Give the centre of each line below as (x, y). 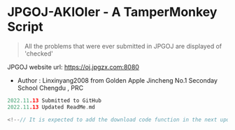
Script (25, 27)
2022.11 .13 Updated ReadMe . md (51, 107)
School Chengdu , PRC (50, 88)
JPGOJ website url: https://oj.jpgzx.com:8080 (73, 67)
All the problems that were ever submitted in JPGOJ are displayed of (123, 46)
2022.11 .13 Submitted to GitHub (54, 100)
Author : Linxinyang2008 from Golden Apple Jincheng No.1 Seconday (117, 80)
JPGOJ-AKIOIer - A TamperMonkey (112, 12)
